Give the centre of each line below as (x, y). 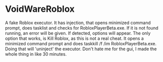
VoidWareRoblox (40, 9)
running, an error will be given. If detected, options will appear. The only (78, 33)
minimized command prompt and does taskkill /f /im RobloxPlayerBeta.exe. (81, 43)
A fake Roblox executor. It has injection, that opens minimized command (78, 23)
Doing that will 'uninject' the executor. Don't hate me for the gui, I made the (81, 49)
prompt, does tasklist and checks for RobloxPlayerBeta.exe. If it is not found (82, 28)
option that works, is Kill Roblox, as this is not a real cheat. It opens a (74, 38)
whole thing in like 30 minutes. (36, 54)
